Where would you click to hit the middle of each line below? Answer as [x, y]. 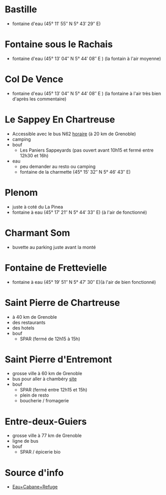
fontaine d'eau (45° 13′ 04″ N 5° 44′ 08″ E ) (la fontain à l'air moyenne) [87, 58]
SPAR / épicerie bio [40, 452]
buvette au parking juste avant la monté [54, 247]
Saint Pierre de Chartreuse [63, 303]
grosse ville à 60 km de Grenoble [47, 374]
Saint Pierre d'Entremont [58, 359]
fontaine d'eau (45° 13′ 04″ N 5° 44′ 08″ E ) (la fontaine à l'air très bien [87, 93]
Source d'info [34, 473]
